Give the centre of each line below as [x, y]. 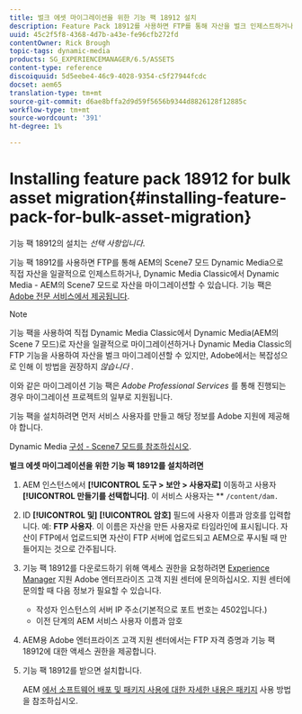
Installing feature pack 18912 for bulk [150, 179]
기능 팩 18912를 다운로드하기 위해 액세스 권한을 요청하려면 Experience [146, 567]
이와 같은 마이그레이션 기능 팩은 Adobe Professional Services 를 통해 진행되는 [148, 385]
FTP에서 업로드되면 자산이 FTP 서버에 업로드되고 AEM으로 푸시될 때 [159, 538]
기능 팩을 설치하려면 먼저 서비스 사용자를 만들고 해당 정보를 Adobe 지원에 [138, 416]
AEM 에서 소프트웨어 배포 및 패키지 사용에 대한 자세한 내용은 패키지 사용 [148, 689]
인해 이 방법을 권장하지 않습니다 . [76, 366]
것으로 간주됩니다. [85, 548]
